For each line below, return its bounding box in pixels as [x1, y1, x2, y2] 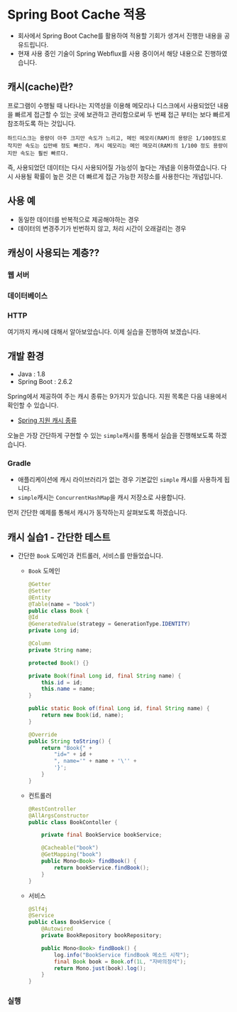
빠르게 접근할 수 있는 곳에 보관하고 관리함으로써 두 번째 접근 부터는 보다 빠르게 [14, 110, 231, 118]
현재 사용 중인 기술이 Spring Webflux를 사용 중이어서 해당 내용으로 [17, 49, 204, 58]
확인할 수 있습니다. [7, 400, 59, 410]
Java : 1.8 [17, 370, 46, 378]
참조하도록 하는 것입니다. [7, 119, 76, 127]
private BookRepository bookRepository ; [41, 932, 162, 939]
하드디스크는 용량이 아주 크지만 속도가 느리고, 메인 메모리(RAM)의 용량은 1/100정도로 [7, 135, 227, 142]
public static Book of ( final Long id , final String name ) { [28, 705, 210, 712]
